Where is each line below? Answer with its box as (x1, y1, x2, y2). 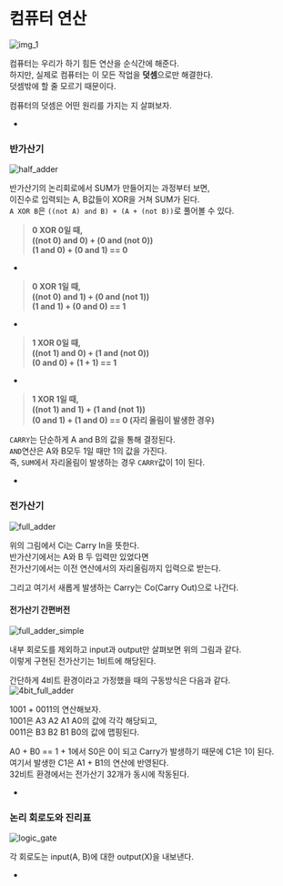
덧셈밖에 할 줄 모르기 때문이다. (9, 80, 116, 91)
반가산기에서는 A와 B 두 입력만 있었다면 (9, 551, 149, 562)
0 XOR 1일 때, (31, 281, 82, 292)
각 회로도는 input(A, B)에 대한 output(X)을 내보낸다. (9, 851, 194, 862)
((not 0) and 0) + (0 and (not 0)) (31, 235, 154, 246)
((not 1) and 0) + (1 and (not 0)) (31, 348, 150, 359)
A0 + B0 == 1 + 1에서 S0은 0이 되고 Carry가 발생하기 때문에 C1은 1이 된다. (9, 746, 275, 757)
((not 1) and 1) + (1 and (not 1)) (31, 404, 146, 415)
